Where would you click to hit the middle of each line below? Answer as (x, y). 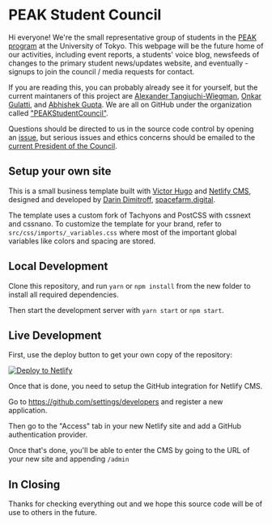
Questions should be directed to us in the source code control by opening (131, 129)
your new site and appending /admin (69, 459)
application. (28, 411)
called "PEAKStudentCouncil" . (59, 113)
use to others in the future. (53, 513)
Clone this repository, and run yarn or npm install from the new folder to (130, 285)
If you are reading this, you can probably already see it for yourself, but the (133, 87)
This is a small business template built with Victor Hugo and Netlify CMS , (130, 191)
